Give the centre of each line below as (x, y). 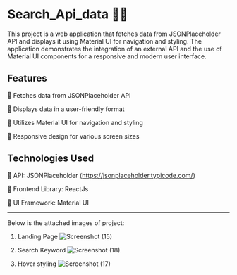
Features (27, 78)
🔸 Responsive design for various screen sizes (73, 136)
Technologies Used (50, 159)
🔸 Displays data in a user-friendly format (66, 109)
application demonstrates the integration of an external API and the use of (115, 49)
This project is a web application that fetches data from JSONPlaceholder (114, 34)
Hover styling (37, 264)
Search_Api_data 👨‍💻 (68, 14)
